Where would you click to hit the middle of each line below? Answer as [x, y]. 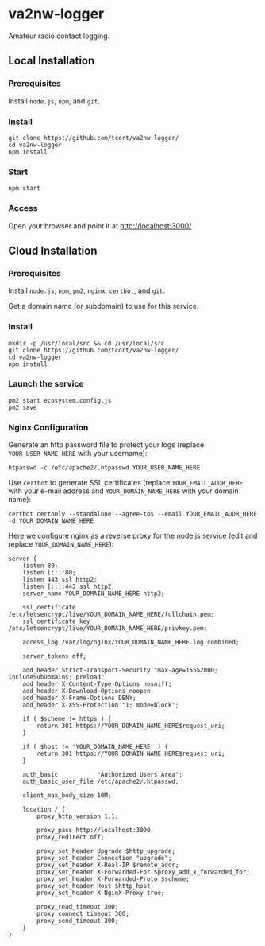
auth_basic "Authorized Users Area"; [102, 775]
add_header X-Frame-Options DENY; [79, 698]
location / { [44, 810]
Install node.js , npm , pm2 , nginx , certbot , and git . [86, 290]
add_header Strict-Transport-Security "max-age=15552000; [120, 670]
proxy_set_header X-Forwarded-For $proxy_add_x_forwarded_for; [143, 872]
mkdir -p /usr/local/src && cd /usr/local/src [86, 343]
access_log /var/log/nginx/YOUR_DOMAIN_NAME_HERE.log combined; [131, 642]
